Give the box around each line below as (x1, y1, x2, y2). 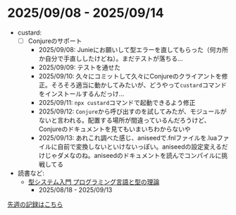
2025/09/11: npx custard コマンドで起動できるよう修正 (38, 99, 196, 106)
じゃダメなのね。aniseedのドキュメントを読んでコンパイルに (44, 152, 222, 159)
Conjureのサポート (27, 37, 82, 45)
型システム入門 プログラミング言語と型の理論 (27, 178, 160, 186)
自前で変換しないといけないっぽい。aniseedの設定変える (57, 142, 222, 151)
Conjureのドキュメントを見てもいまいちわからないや (38, 125, 192, 133)
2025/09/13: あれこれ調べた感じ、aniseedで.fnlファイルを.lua (38, 134, 217, 142)
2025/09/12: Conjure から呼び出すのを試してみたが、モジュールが (38, 107, 227, 116)
